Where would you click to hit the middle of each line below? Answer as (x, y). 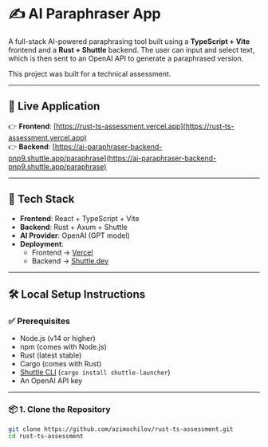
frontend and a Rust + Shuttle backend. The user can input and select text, (132, 49)
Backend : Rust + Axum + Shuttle (73, 227)
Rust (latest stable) (51, 355)
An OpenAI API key (51, 381)
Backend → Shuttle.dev (70, 261)
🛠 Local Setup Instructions (77, 294)
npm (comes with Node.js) (63, 347)
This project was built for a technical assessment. (90, 73)
